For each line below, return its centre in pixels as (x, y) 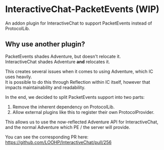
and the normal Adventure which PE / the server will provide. (68, 127)
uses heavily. (19, 77)
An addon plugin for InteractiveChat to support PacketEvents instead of (79, 23)
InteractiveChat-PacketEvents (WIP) (82, 9)
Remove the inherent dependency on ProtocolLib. (63, 107)
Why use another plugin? (45, 44)
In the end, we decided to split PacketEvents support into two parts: (75, 97)
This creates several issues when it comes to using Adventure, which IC (79, 71)
